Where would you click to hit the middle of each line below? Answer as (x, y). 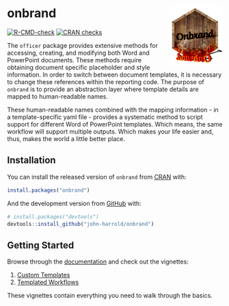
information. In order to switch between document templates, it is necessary (114, 75)
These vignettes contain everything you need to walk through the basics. (110, 296)
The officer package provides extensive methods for (83, 45)
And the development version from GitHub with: (74, 203)
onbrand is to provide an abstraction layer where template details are (103, 89)
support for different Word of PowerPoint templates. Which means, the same (115, 124)
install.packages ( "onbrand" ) (49, 190)
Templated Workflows (48, 282)
